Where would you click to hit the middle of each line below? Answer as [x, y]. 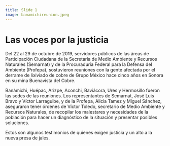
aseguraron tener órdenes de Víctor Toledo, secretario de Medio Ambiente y [85, 106]
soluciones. [17, 123]
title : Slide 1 [21, 10]
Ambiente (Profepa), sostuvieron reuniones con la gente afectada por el [80, 70]
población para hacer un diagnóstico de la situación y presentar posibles [81, 118]
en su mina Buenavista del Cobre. [40, 81]
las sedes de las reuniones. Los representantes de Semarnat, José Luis [80, 96]
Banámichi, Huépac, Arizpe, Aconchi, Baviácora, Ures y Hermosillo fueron [82, 90]
